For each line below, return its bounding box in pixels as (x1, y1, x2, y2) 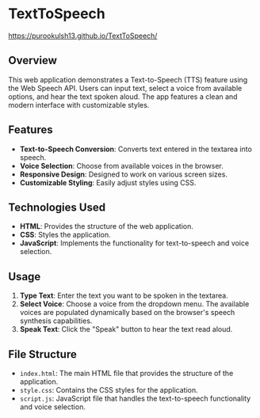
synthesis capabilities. (19, 316, 93, 325)
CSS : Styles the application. (19, 230, 111, 240)
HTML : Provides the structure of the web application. (19, 222, 194, 231)
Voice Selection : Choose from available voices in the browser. (19, 161, 224, 170)
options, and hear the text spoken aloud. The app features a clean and (8, 92, 238, 101)
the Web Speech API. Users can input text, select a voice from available (8, 83, 243, 93)
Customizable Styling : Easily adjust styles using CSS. (19, 177, 197, 187)
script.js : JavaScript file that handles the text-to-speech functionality (19, 393, 251, 403)
